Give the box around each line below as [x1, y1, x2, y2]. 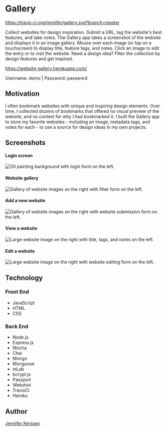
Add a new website [5, 198, 46, 204]
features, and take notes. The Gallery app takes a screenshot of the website [5, 34, 161, 40]
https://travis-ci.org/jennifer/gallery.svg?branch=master [5, 19, 120, 25]
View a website [5, 225, 37, 231]
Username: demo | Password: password [5, 75, 88, 81]
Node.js [12, 334, 29, 340]
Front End [5, 288, 29, 295]
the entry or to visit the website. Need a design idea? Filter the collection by [5, 50, 161, 56]
